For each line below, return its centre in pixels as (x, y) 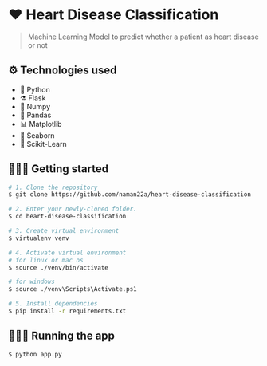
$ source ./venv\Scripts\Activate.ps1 (73, 289)
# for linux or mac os (46, 260)
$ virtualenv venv (39, 238)
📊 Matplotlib (41, 124)
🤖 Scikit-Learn (43, 144)
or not (37, 45)
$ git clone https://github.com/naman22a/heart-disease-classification (130, 195)
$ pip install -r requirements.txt (67, 311)
